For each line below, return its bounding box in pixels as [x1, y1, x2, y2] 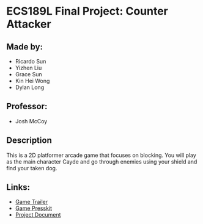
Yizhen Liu [15, 64, 42, 71]
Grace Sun [15, 71, 43, 78]
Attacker [6, 17, 51, 31]
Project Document [15, 211, 61, 219]
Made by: [6, 42, 43, 52]
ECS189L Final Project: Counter [6, 4, 168, 18]
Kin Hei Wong [15, 78, 50, 84]
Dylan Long [15, 84, 45, 91]
